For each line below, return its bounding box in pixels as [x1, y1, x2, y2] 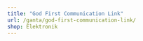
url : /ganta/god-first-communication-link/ [7, 17, 137, 24]
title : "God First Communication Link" [7, 10, 124, 17]
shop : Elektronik [7, 23, 58, 30]
